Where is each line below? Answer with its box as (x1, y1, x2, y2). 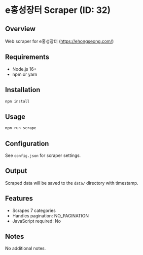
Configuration (5, 139, 49, 148)
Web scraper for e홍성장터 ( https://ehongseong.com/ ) (5, 38, 114, 44)
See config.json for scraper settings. (5, 153, 81, 158)
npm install (5, 99, 30, 104)
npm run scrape (5, 126, 36, 131)
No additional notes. (5, 246, 46, 252)
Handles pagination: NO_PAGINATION (12, 212, 89, 218)
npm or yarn (12, 71, 37, 77)
